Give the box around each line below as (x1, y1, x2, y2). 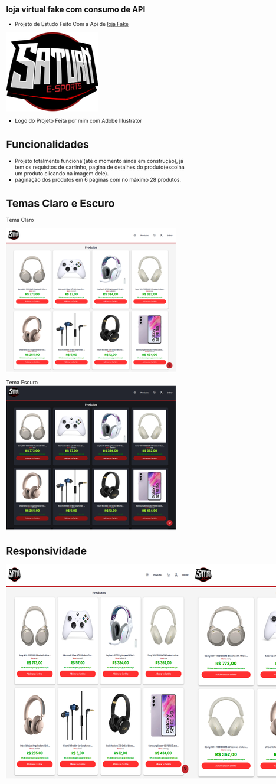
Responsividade (6, 544, 87, 557)
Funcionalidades (6, 138, 90, 151)
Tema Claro (6, 217, 34, 224)
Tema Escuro (6, 379, 38, 386)
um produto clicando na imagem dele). (14, 170, 109, 177)
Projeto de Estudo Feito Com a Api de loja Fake (14, 20, 129, 27)
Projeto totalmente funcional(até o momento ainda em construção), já (14, 158, 184, 165)
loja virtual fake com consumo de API (6, 5, 146, 15)
